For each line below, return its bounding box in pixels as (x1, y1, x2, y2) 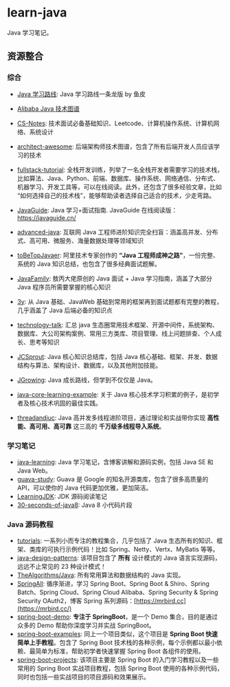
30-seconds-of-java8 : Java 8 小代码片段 (16, 501, 133, 509)
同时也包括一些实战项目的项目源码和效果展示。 (16, 673, 150, 681)
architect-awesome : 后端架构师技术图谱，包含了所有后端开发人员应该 (16, 142, 214, 151)
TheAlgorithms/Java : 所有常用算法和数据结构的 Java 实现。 (16, 571, 185, 579)
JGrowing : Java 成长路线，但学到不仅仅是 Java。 (16, 375, 157, 384)
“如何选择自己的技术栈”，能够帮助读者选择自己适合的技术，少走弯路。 (16, 191, 216, 199)
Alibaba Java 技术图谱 (16, 105, 80, 113)
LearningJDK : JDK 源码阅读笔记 (16, 492, 108, 500)
